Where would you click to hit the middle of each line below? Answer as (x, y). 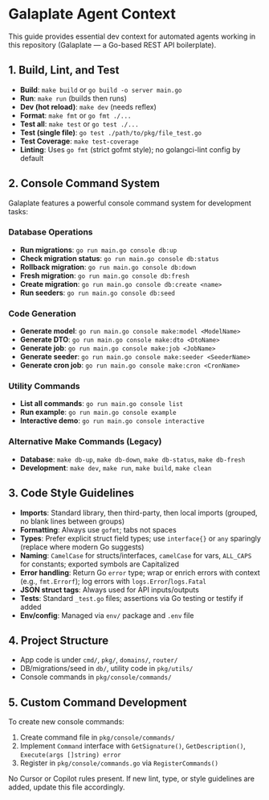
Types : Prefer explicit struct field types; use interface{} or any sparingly (140, 538)
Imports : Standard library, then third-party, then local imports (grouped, (139, 512)
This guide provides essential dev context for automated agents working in (132, 36)
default (32, 158)
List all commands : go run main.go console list (101, 404)
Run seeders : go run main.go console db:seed (97, 292)
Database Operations (51, 232)
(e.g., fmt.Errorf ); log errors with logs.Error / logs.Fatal (113, 581)
